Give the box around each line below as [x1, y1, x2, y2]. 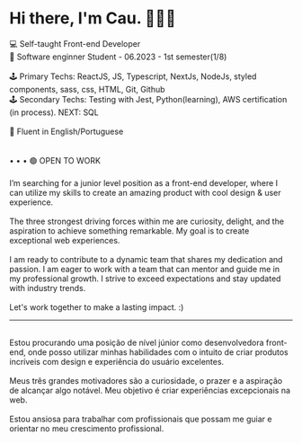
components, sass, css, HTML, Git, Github [9, 84, 165, 94]
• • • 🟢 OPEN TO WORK [9, 155, 102, 165]
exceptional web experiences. [9, 235, 120, 245]
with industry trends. [9, 282, 86, 293]
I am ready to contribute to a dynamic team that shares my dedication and [9, 253, 283, 264]
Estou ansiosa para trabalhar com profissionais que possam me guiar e [9, 413, 272, 424]
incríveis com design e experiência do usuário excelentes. [9, 356, 225, 367]
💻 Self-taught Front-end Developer [9, 38, 141, 49]
